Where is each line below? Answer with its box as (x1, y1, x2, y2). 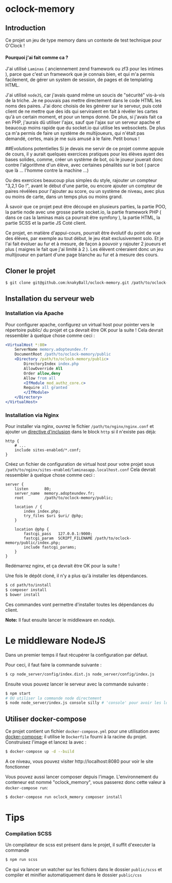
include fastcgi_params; (24, 545, 77, 550)
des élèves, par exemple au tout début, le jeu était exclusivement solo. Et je (5, 236, 164, 242)
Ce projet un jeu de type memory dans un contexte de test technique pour (5, 37, 162, 43)
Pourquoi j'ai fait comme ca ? (5, 54, 68, 61)
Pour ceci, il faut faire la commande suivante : (5, 661, 102, 668)
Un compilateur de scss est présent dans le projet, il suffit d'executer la (5, 842, 156, 848)
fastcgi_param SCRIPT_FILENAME (24, 536, 93, 541)
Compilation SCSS (5, 830, 52, 837)
